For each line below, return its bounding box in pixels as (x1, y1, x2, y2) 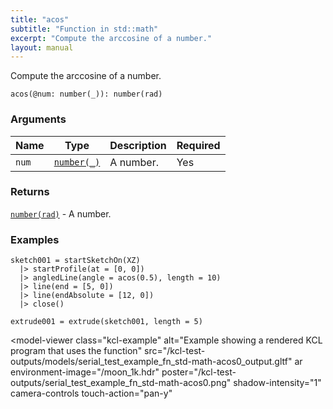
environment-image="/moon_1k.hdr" (10, 366, 160, 378)
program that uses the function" (10, 345, 143, 357)
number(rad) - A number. (10, 207, 112, 220)
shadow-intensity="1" (233, 377, 322, 389)
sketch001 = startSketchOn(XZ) (10, 256, 141, 266)
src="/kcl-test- (144, 345, 206, 357)
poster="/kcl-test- (161, 366, 237, 378)
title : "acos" (10, 14, 70, 25)
